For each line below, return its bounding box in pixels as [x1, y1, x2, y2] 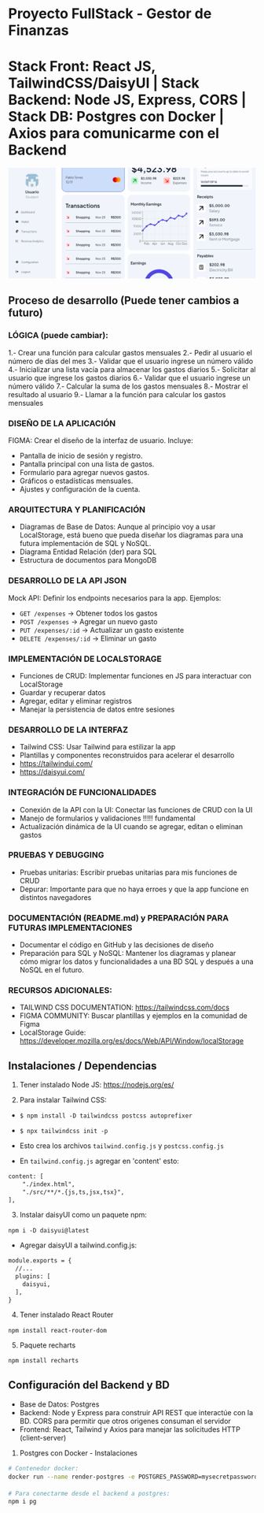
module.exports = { [8, 1257, 72, 1265]
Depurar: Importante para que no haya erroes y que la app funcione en [19, 884, 249, 894]
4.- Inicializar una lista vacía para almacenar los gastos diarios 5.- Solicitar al [8, 364, 256, 374]
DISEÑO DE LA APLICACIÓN [8, 418, 116, 429]
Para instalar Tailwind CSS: [19, 1095, 108, 1105]
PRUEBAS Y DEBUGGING [8, 849, 104, 861]
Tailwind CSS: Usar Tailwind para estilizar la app [19, 742, 176, 752]
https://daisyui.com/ [19, 768, 85, 777]
